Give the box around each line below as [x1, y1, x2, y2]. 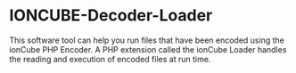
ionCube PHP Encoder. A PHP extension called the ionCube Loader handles [9, 44, 287, 54]
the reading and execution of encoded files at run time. [9, 53, 211, 64]
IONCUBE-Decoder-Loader [9, 5, 213, 26]
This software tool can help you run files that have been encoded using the [9, 35, 285, 45]
